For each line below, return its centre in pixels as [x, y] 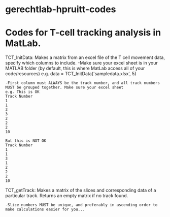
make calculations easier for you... [45, 209]
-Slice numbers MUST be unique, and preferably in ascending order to [81, 205]
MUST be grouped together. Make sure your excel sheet [64, 87]
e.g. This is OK [22, 92]
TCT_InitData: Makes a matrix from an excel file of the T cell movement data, [85, 57]
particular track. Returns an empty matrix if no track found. [67, 196]
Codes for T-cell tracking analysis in [83, 33]
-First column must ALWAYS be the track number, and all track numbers [82, 83]
